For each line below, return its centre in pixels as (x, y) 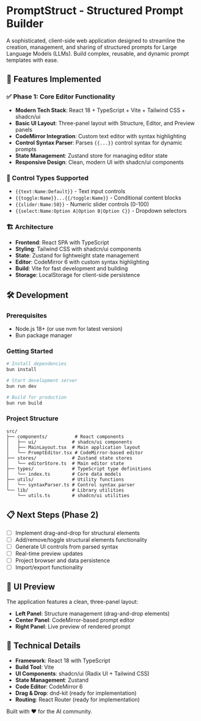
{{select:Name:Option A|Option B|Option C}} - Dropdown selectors (101, 210)
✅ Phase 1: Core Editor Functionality (61, 97)
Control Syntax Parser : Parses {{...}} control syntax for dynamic (99, 142)
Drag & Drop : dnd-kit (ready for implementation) (76, 693)
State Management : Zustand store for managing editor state (91, 155)
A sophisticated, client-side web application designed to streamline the (96, 40)
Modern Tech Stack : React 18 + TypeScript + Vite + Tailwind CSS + (100, 110)
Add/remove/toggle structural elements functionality (81, 539)
